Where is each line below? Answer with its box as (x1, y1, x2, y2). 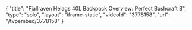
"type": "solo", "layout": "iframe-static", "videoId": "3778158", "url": (5, 11, 171, 18)
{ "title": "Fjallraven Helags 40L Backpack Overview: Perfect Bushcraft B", (5, 5, 187, 12)
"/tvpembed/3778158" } (5, 18, 64, 24)
